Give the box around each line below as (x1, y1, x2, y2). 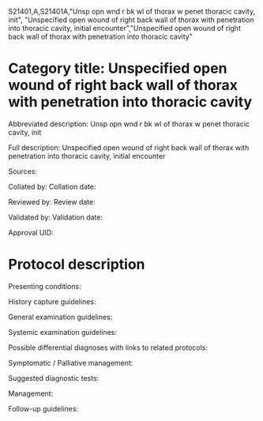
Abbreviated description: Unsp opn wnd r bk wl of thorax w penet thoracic (8, 118, 250, 129)
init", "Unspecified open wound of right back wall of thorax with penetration (8, 15, 254, 24)
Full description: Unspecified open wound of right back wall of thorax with (8, 142, 250, 152)
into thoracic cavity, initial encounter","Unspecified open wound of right (8, 24, 241, 32)
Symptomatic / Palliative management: (8, 358, 133, 367)
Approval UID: (8, 227, 54, 237)
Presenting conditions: (8, 281, 81, 291)
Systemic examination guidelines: (8, 327, 117, 336)
